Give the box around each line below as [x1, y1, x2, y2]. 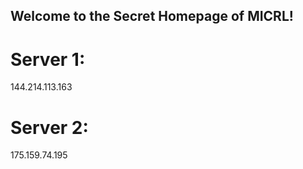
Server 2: [10, 116, 89, 139]
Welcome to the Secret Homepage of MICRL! [10, 8, 294, 25]
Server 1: [10, 48, 86, 71]
